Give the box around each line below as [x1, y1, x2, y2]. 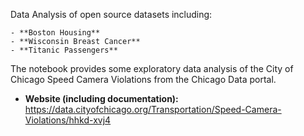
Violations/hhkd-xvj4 [24, 114, 112, 126]
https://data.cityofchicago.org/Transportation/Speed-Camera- [24, 104, 282, 115]
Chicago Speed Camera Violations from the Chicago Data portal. [10, 74, 277, 85]
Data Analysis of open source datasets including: [10, 9, 213, 20]
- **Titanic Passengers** [10, 45, 118, 55]
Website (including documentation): [24, 93, 179, 104]
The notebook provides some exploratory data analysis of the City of [10, 63, 294, 74]
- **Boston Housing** [10, 28, 101, 38]
